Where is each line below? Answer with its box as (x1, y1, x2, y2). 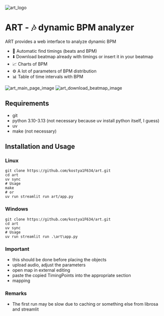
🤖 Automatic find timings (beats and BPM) (12, 48, 97, 54)
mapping (12, 278, 30, 283)
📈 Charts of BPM (12, 61, 48, 67)
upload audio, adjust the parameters (12, 262, 86, 268)
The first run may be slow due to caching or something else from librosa (12, 301, 159, 307)
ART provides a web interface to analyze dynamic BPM (5, 38, 116, 44)
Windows (5, 206, 28, 212)
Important (5, 246, 29, 252)
